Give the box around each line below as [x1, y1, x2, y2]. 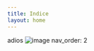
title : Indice [7, 10, 49, 17]
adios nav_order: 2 [7, 36, 88, 44]
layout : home [7, 17, 46, 24]
